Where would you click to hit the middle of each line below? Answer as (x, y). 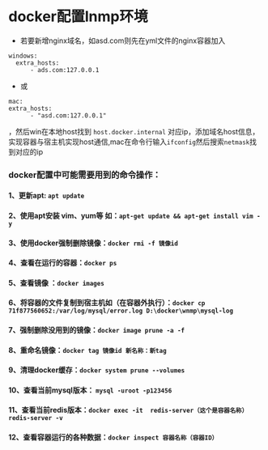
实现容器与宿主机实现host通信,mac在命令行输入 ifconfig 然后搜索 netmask (129, 142)
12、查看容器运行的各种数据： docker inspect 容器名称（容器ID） (113, 437)
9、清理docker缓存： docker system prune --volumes (97, 370)
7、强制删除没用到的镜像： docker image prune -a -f (96, 330)
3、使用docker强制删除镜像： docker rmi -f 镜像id (93, 243)
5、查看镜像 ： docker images (57, 282)
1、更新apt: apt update (47, 196)
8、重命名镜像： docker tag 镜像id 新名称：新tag (88, 350)
